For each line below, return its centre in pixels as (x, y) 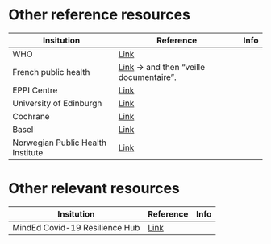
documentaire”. (148, 77)
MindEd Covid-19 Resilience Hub (76, 227)
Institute (28, 152)
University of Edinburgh (57, 103)
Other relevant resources (94, 189)
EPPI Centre (35, 90)
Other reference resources (100, 15)
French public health (51, 72)
